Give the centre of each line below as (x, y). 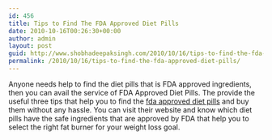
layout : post (30, 46)
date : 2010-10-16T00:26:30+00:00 (65, 31)
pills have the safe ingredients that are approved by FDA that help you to (129, 118)
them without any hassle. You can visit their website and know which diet (130, 109)
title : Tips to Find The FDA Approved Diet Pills (94, 23)
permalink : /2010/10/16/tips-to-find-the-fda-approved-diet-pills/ (125, 62)
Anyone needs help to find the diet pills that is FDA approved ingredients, (130, 84)
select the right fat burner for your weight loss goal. (94, 127)
